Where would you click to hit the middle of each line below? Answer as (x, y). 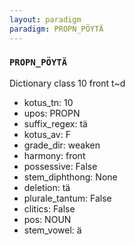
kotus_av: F (47, 134)
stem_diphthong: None (70, 177)
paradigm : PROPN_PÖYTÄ (56, 29)
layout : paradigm (45, 19)
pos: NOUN (47, 219)
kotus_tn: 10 (48, 102)
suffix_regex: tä (55, 123)
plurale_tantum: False (67, 198)
